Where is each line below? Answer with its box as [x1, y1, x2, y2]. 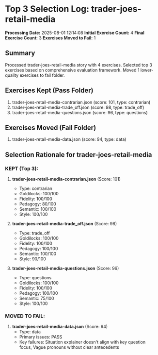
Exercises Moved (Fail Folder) [5, 123, 96, 132]
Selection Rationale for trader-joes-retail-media [5, 151, 152, 159]
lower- [140, 67, 154, 73]
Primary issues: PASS [19, 334, 63, 340]
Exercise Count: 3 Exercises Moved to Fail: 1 [5, 35, 96, 41]
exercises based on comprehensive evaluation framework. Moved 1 [5, 67, 140, 73]
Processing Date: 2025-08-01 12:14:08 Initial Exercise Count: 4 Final [5, 30, 144, 35]
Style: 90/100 [19, 256, 46, 262]
